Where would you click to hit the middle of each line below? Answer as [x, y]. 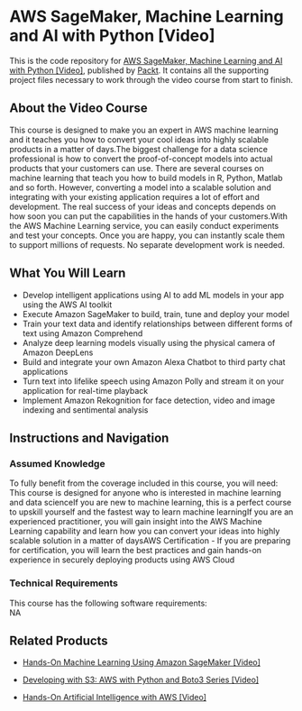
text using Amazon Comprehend [82, 333]
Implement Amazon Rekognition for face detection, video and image [149, 400]
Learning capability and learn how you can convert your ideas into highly [145, 531]
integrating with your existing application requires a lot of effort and [134, 196]
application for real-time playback [85, 390]
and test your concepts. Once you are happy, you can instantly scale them [147, 235]
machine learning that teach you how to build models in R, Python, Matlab [146, 178]
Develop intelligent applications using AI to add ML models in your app [153, 295]
